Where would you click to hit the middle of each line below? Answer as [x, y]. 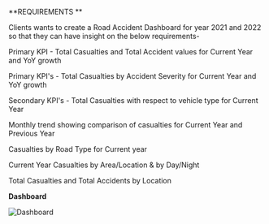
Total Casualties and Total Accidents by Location [90, 181]
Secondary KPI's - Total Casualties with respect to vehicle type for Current [133, 100]
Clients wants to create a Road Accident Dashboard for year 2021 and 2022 [135, 27]
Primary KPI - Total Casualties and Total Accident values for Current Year [131, 52]
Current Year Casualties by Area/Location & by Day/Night [104, 165]
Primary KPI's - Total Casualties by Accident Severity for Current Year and [132, 76]
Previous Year [32, 134]
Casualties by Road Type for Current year [78, 149]
